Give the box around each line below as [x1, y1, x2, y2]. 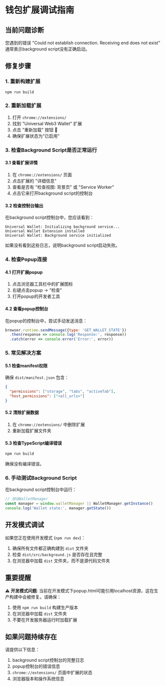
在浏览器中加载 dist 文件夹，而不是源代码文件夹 [12, 558, 110, 564]
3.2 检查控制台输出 [5, 203, 43, 209]
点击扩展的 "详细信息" [12, 178, 57, 184]
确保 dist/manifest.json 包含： [5, 374, 69, 380]
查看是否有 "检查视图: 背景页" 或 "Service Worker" [12, 184, 114, 190]
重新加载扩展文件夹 [12, 427, 52, 433]
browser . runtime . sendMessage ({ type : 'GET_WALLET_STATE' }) [5, 327, 127, 332]
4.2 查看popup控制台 [5, 306, 48, 312]
